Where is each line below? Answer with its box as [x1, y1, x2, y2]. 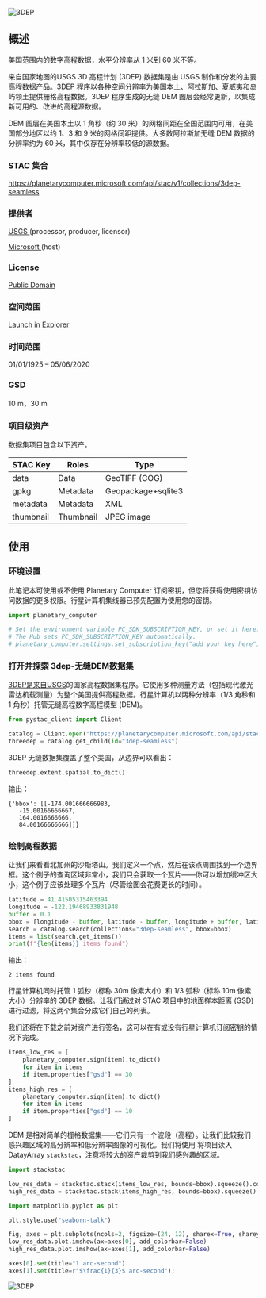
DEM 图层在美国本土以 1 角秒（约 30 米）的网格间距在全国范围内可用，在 [8, 118, 247, 128]
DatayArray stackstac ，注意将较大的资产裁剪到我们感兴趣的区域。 [8, 1150, 224, 1160]
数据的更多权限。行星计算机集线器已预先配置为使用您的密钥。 [14, 595, 216, 605]
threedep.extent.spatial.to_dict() [8, 769, 126, 777]
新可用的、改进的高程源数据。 [8, 102, 105, 111]
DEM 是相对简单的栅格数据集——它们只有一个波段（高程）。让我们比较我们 [8, 1131, 252, 1140]
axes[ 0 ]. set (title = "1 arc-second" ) [8, 1260, 126, 1268]
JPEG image [105, 511, 151, 522]
